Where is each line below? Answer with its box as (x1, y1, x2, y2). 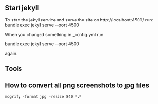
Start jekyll (5, 4, 39, 12)
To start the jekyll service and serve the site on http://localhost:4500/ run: (5, 17, 154, 22)
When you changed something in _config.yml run (5, 31, 104, 37)
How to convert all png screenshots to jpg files (5, 81, 150, 89)
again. (5, 50, 18, 56)
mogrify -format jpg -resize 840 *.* (5, 94, 82, 99)
